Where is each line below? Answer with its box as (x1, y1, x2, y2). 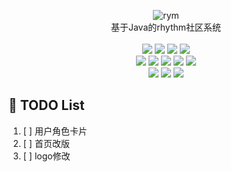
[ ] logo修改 (22, 150, 71, 162)
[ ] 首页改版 (22, 137, 70, 149)
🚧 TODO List (8, 97, 85, 114)
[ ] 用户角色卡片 (22, 125, 88, 137)
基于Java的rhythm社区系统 (110, 21, 222, 33)
